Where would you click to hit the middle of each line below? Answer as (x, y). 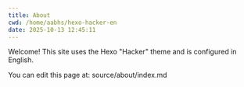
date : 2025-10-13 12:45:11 (52, 30)
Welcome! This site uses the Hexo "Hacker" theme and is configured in (122, 52)
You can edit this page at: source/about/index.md (88, 75)
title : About (29, 15)
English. (21, 60)
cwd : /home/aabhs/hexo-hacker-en (63, 23)
